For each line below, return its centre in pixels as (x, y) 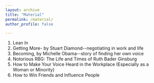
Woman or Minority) (34, 70)
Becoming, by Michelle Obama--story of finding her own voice (78, 54)
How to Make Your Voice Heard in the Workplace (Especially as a (81, 64)
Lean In (21, 43)
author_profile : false (29, 24)
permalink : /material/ (29, 19)
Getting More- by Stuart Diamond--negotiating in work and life (78, 48)
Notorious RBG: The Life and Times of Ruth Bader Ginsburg (75, 59)
